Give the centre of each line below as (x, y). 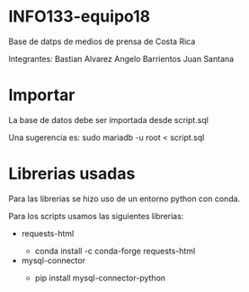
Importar (42, 95)
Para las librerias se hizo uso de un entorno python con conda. (124, 199)
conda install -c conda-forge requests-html (115, 251)
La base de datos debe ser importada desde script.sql (108, 119)
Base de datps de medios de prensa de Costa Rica (102, 41)
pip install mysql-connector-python (100, 278)
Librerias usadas (72, 174)
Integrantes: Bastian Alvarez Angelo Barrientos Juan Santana (121, 58)
